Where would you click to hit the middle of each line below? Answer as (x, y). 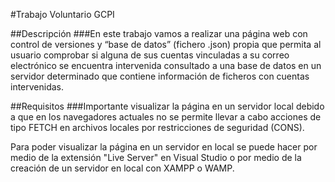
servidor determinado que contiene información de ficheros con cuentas (160, 76)
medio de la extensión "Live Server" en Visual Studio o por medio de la (156, 157)
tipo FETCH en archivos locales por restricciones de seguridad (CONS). (157, 127)
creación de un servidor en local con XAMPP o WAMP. (122, 168)
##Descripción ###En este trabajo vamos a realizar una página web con (159, 33)
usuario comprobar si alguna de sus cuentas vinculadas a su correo (150, 55)
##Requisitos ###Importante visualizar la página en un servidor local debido (167, 106)
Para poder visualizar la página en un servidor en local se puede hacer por (164, 147)
